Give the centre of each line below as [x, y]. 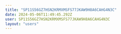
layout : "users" [22, 24]
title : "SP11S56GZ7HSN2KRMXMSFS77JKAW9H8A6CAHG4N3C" [61, 10]
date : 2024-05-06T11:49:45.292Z [39, 14]
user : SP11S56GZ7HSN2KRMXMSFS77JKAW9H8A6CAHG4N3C [58, 19]
